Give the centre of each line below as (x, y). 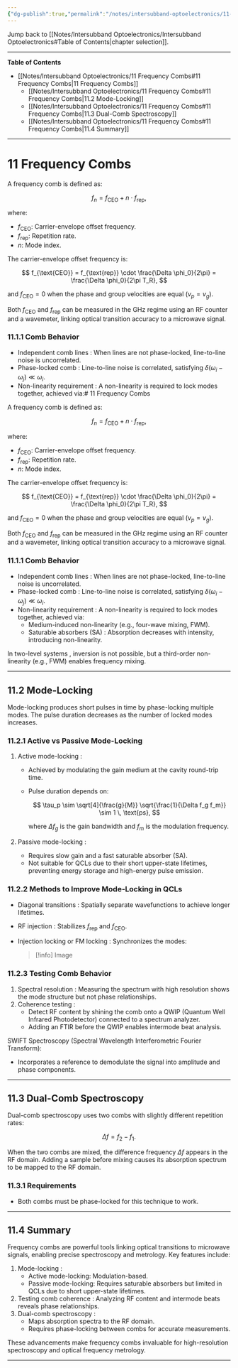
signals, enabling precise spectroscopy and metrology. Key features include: (119, 1255)
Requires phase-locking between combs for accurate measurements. (129, 1329)
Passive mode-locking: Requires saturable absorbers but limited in (125, 1283)
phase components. (47, 1069)
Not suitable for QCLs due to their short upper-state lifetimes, (118, 863)
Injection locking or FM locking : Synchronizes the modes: (102, 941)
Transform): (25, 1048)
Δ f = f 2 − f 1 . (119, 1138)
